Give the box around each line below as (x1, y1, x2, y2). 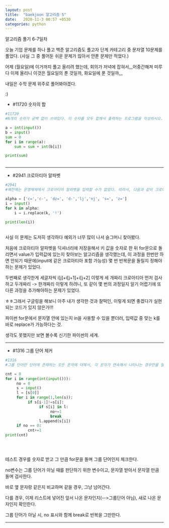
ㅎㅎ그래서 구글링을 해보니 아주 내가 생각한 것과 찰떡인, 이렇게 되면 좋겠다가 (5, 298, 153, 304)
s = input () (16, 386, 42, 391)
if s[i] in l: (39, 404, 69, 409)
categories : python (5, 21, 46, 27)
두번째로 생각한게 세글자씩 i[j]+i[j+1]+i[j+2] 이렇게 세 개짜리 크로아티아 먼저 (5, 275, 153, 280)
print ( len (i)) (5, 220, 35, 225)
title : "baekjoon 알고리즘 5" (5, 12, 67, 17)
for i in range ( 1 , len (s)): (16, 395, 73, 400)
